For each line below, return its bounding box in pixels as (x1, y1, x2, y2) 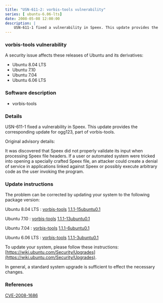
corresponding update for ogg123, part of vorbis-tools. (5, 129, 116, 135)
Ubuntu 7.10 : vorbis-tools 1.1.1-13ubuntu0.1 (5, 216, 90, 222)
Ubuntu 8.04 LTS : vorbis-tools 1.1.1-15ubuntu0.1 (5, 207, 101, 212)
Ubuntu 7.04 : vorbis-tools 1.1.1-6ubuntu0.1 (5, 225, 90, 231)
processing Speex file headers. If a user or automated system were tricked (5, 153, 155, 159)
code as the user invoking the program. (5, 169, 84, 174)
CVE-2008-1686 (5, 292, 38, 298)
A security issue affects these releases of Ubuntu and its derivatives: (5, 52, 143, 58)
